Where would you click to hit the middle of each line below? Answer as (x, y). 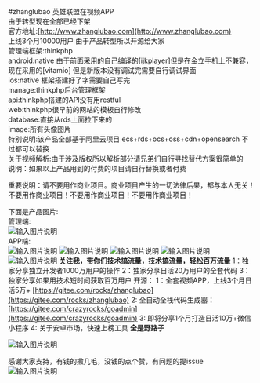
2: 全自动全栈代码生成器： (173, 300)
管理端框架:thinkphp (40, 51)
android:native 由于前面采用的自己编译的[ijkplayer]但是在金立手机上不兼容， (130, 60)
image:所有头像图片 (40, 129)
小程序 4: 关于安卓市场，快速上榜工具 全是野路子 (86, 328)
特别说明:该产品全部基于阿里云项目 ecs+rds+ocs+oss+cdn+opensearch (124, 139)
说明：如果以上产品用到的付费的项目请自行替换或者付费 (97, 168)
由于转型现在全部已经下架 (49, 21)
